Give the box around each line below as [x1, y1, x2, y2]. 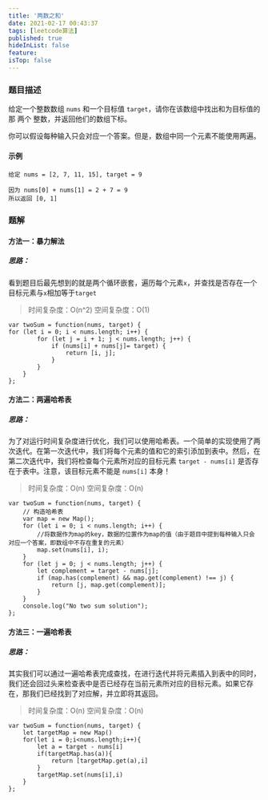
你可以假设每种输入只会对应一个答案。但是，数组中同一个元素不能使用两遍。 [8, 131, 261, 141]
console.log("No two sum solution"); [22, 602, 149, 610]
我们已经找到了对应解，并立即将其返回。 [29, 689, 162, 698]
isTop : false [8, 57, 52, 65]
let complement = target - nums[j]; [37, 567, 159, 576]
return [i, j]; [65, 349, 116, 357]
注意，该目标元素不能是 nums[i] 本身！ [42, 467, 170, 476]
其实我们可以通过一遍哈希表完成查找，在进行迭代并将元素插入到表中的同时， [8, 669, 261, 678]
